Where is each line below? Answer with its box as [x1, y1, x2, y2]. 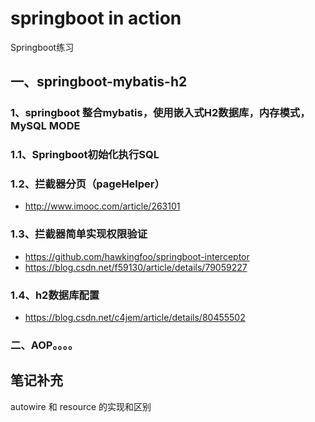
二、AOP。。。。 [10, 338, 79, 352]
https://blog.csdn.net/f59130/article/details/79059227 [24, 261, 248, 273]
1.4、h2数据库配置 [10, 288, 100, 302]
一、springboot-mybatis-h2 [10, 73, 188, 91]
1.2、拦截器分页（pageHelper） [10, 177, 165, 191]
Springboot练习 [10, 41, 75, 53]
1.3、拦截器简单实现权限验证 [10, 227, 148, 241]
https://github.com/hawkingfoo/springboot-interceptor [24, 250, 250, 262]
